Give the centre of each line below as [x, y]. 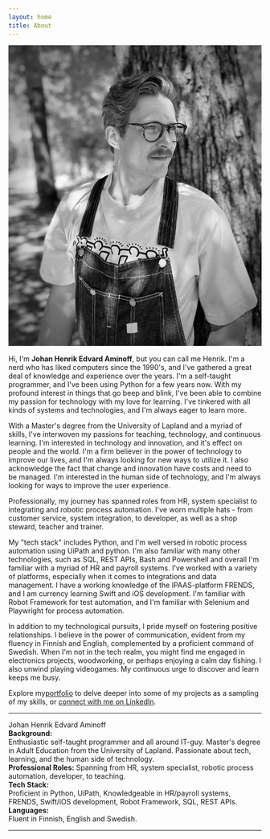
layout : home [30, 17]
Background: [31, 734]
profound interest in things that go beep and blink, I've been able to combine [135, 393]
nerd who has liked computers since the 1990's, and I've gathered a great [130, 368]
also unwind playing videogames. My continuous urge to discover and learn [134, 669]
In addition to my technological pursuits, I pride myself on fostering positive [133, 627]
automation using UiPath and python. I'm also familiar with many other [125, 551]
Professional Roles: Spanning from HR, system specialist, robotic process [131, 767]
